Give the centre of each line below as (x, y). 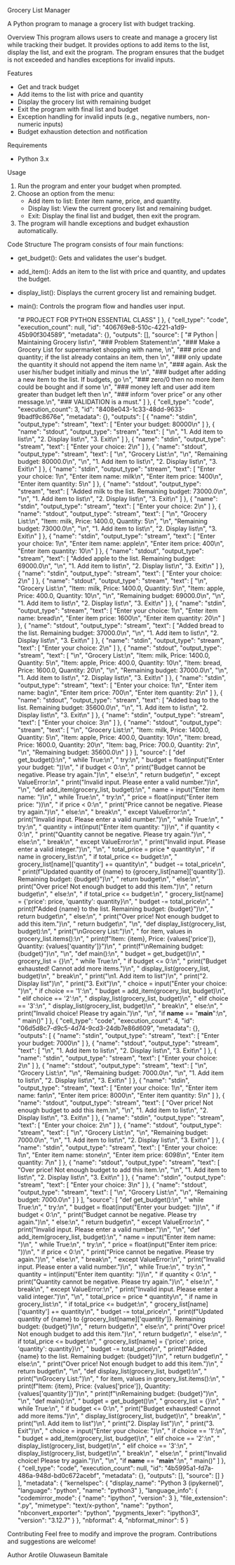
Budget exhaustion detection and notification (82, 132)
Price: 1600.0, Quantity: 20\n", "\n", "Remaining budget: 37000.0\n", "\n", (123, 670)
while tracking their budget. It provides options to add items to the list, (108, 45)
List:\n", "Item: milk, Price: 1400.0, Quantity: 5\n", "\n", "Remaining (113, 521)
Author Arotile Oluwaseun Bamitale (58, 1555)
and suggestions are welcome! (52, 1541)
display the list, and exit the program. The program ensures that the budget (116, 52)
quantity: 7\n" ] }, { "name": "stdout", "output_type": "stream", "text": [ (119, 1162)
